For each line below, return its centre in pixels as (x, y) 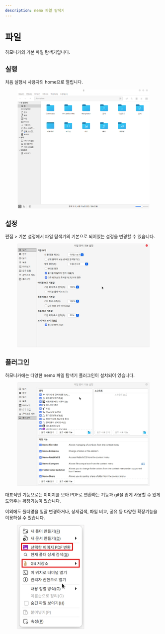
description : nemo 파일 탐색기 (35, 10)
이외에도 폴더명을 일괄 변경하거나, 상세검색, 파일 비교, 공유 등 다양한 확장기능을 (81, 511)
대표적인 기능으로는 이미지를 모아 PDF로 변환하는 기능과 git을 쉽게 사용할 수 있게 (83, 494)
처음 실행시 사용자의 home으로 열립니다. (44, 82)
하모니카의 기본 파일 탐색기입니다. (38, 52)
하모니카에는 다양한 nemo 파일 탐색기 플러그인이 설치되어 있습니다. (70, 375)
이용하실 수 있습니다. (25, 518)
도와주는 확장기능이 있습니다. (33, 501)
